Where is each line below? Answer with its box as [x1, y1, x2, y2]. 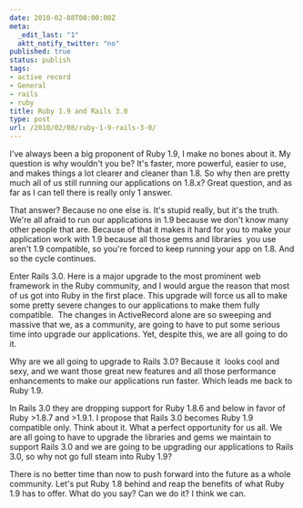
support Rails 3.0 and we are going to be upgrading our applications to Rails [9, 442, 294, 452]
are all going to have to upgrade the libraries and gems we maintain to [9, 432, 271, 442]
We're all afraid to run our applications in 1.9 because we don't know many [9, 215, 289, 225]
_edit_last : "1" [17, 30, 79, 39]
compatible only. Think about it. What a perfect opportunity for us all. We [9, 422, 283, 432]
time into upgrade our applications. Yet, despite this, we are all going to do [9, 329, 288, 340]
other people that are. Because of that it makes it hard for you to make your [9, 224, 291, 235]
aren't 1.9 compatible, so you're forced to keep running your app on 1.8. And [9, 243, 295, 254]
